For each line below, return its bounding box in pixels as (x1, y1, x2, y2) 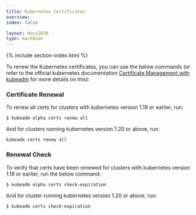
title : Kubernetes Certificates (6, 8, 85, 15)
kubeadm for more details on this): (6, 76, 90, 83)
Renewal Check (6, 151, 52, 159)
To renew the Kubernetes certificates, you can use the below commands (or (6, 63, 191, 71)
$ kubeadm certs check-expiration (6, 203, 91, 209)
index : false (6, 19, 38, 25)
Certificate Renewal (6, 91, 64, 99)
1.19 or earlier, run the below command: (6, 170, 101, 177)
